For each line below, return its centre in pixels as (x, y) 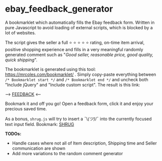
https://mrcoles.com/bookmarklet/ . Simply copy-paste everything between (81, 74)
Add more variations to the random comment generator (67, 153)
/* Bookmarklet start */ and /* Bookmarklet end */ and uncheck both (77, 79)
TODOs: (13, 134)
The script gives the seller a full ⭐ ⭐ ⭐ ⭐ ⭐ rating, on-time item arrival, (75, 42)
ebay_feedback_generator (59, 9)
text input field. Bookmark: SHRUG (40, 124)
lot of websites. (20, 33)
